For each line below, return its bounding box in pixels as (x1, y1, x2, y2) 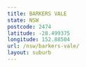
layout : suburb (7, 50, 52, 57)
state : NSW (7, 17, 39, 24)
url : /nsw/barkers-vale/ (7, 43, 80, 50)
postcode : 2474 (7, 23, 52, 30)
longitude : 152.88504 (7, 36, 71, 43)
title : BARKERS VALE (7, 10, 68, 17)
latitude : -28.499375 (7, 29, 71, 37)
